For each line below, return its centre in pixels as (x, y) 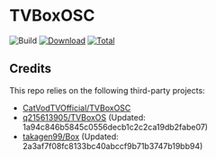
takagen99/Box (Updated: (70, 137)
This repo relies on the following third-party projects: (107, 90)
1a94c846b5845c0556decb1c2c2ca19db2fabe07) (115, 127)
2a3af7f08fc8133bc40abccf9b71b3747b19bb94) (112, 146)
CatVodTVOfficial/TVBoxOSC (76, 108)
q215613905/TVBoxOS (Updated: (84, 117)
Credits (31, 69)
